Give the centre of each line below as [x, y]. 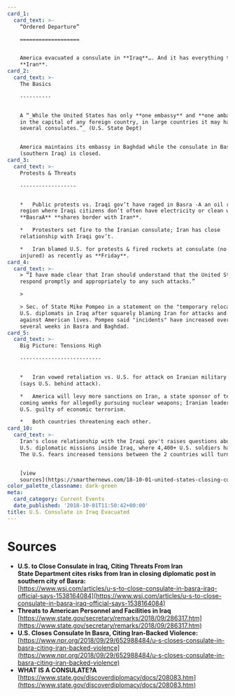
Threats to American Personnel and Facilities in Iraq [94, 610]
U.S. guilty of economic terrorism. [73, 409]
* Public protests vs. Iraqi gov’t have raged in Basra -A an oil [122, 204]
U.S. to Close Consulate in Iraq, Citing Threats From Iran [100, 566]
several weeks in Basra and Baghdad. [75, 326]
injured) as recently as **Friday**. [75, 256]
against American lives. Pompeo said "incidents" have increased [117, 320]
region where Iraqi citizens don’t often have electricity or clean [122, 211]
